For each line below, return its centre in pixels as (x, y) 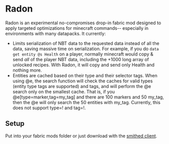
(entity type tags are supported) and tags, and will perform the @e (82, 86)
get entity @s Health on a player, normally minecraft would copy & (83, 54)
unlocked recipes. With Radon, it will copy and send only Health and (83, 65)
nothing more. (27, 70)
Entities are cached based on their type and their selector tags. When (85, 75)
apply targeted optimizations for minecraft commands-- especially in (77, 28)
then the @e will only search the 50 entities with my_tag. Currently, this (87, 102)
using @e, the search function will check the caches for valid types (82, 81)
